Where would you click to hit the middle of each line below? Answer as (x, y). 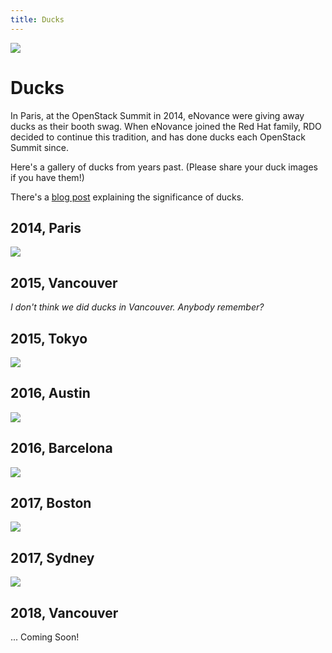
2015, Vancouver (64, 282)
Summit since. (39, 147)
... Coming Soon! (45, 637)
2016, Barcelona (61, 448)
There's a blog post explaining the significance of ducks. (127, 197)
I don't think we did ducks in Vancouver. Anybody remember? (137, 307)
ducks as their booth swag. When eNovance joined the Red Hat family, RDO (166, 126)
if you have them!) (47, 177)
